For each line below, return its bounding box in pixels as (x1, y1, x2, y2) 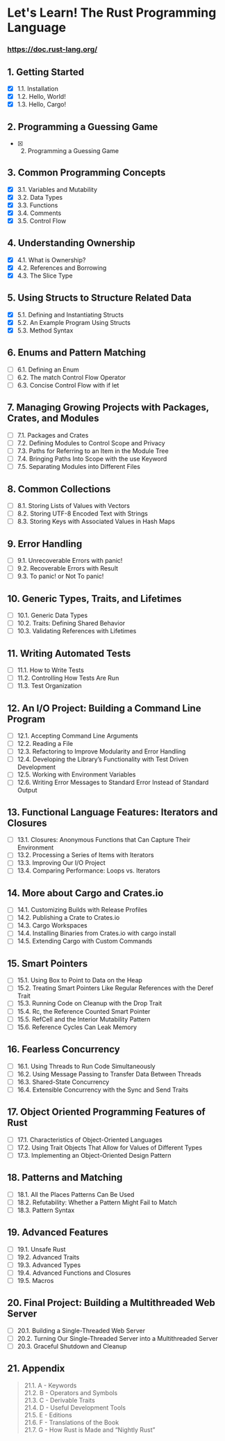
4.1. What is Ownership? (17, 255, 86, 264)
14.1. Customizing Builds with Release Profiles (17, 906, 148, 914)
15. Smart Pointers (7, 957, 88, 969)
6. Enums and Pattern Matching (7, 347, 147, 359)
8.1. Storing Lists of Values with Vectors (17, 501, 131, 509)
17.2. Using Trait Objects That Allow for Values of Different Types (17, 1143, 203, 1152)
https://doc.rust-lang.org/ (7, 45, 98, 54)
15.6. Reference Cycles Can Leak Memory (17, 1023, 137, 1031)
